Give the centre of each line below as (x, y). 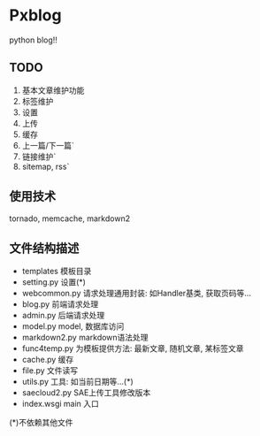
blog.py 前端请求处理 (60, 304)
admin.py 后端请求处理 (63, 316)
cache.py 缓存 (48, 360)
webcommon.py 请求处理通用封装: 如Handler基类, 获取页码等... (137, 294)
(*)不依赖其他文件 (41, 423)
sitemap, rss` (46, 166)
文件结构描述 (44, 248)
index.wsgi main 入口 (61, 404)
